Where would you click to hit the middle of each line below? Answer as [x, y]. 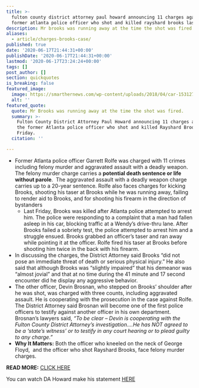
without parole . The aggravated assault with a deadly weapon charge [101, 179]
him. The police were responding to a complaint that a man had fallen [108, 217]
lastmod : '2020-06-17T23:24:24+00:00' [54, 61]
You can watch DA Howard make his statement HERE [71, 379]
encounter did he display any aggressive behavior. [76, 280]
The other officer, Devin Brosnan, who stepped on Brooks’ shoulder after [103, 287]
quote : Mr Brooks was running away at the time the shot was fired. [98, 111]
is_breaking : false [30, 84]
